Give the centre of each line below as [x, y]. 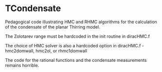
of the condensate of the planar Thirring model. [53, 27]
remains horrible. [22, 65]
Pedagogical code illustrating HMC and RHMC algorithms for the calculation [81, 22]
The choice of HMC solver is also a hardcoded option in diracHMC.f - [75, 45]
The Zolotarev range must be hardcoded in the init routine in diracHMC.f [77, 36]
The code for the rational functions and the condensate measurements [76, 60]
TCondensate [33, 8]
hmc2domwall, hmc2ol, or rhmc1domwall [46, 51]
